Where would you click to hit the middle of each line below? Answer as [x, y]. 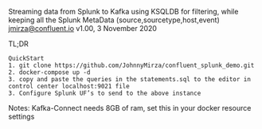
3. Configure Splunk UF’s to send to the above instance [105, 93]
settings [22, 116]
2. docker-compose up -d [49, 72]
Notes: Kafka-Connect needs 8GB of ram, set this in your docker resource [130, 108]
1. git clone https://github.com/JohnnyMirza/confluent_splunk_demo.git [131, 65]
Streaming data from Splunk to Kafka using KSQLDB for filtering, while [123, 12]
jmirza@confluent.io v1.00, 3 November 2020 [83, 28]
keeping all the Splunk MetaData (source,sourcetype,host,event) [114, 20]
